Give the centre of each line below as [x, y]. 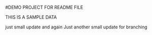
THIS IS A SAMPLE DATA [31, 17]
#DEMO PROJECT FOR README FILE [44, 7]
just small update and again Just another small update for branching [77, 27]
